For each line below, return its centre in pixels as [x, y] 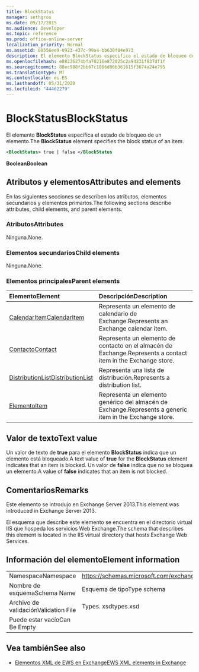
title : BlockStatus [30, 12]
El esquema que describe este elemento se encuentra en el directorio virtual [99, 522]
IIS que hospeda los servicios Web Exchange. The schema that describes [95, 529]
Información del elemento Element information [93, 560]
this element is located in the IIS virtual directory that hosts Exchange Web [97, 535]
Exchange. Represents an [133, 321]
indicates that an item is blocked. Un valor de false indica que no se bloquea [99, 465]
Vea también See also [46, 648]
